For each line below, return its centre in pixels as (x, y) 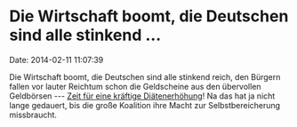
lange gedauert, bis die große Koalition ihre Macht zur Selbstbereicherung (145, 105)
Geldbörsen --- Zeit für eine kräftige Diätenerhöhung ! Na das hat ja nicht (142, 96)
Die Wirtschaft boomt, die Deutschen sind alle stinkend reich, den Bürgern (145, 76)
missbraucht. (33, 115)
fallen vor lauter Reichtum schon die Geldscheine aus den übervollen (135, 86)
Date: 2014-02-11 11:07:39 (56, 60)
